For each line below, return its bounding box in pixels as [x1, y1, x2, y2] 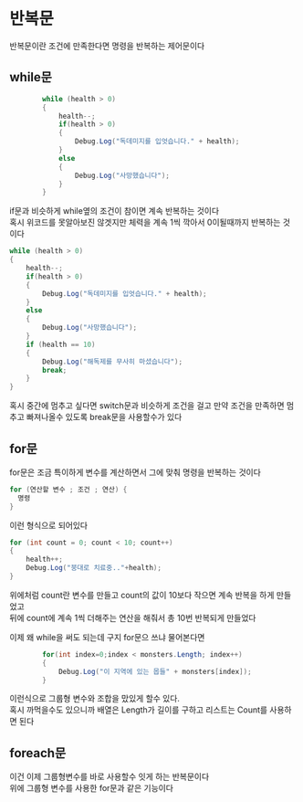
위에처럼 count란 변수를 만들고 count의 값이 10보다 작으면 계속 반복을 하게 [9, 589, 275, 600]
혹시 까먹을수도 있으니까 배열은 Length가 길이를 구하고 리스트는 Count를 [9, 704, 267, 715]
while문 [9, 69, 53, 85]
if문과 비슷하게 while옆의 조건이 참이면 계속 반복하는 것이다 [9, 206, 220, 216]
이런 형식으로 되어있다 [9, 520, 89, 531]
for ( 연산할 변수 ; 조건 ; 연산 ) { [9, 485, 128, 494]
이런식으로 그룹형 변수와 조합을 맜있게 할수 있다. [9, 693, 181, 704]
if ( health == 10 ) [26, 340, 96, 349]
